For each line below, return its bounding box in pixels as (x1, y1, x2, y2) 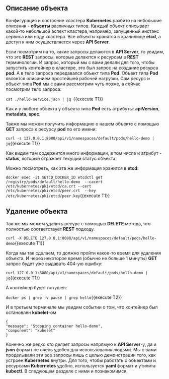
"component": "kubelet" (6, 328, 56, 333)
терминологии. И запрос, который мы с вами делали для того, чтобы (6, 59, 155, 65)
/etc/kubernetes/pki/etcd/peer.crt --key (6, 188, 96, 193)
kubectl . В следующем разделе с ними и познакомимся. (6, 368, 128, 374)
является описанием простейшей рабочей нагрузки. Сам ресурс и (6, 75, 150, 81)
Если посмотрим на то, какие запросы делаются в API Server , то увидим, (6, 48, 164, 54)
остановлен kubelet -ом (6, 309, 57, 315)
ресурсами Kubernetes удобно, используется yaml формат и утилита (6, 362, 156, 368)
